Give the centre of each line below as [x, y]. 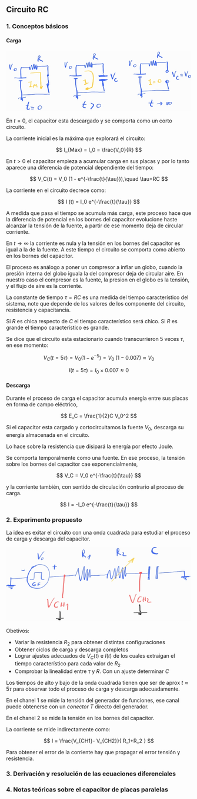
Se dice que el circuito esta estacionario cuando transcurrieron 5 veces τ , [95, 339]
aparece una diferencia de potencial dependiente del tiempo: [80, 167]
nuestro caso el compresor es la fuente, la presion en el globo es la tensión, [98, 280]
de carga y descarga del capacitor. [48, 539]
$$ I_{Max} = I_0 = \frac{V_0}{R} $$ [99, 150]
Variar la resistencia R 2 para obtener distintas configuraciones [90, 643]
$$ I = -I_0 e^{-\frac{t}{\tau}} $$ [99, 505]
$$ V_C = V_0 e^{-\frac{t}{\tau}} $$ [99, 476]
